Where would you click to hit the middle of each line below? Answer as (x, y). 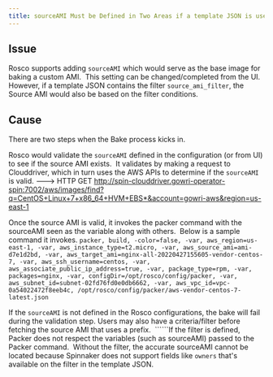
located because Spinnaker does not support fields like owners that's (123, 356)
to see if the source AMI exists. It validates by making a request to (120, 164)
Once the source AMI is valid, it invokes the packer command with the (125, 223)
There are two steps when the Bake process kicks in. (97, 140)
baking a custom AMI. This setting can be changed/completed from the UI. (134, 77)
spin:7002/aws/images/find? (56, 190)
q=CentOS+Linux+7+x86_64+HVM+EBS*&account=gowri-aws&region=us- (135, 198)
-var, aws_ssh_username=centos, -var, (85, 262)
